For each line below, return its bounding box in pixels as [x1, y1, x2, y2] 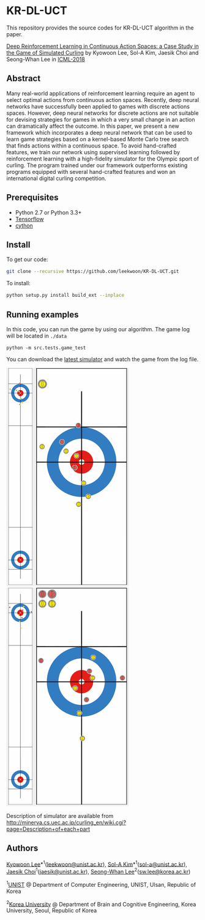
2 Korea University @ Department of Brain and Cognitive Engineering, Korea [6, 899, 196, 908]
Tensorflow [15, 215, 44, 222]
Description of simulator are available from [6, 812, 114, 819]
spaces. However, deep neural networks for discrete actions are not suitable [6, 109, 199, 117]
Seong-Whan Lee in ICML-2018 [6, 55, 86, 63]
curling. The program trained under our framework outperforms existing [6, 161, 188, 169]
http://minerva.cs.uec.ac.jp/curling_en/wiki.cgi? [6, 819, 127, 826]
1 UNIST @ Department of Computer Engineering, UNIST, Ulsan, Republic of [6, 880, 196, 888]
